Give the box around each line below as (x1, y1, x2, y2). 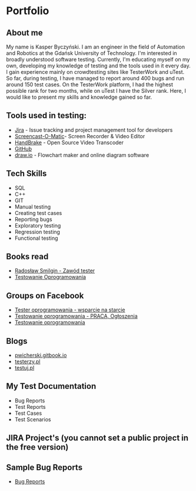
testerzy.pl (14, 358, 41, 365)
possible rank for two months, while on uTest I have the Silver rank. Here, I (6, 87, 187, 94)
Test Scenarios (14, 415, 51, 423)
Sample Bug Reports (6, 462, 83, 472)
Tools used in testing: (6, 110, 87, 121)
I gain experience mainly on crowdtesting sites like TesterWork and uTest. (6, 69, 185, 75)
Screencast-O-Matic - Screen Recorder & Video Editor (14, 132, 145, 139)
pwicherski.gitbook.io (14, 352, 67, 359)
